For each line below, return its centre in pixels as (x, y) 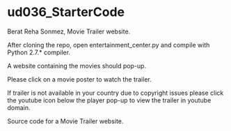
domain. (19, 107)
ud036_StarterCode (66, 12)
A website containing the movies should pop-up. (77, 65)
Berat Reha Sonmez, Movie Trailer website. (69, 31)
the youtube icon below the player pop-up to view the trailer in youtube (109, 100)
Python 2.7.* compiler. (39, 52)
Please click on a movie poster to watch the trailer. (79, 79)
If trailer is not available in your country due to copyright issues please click (115, 93)
